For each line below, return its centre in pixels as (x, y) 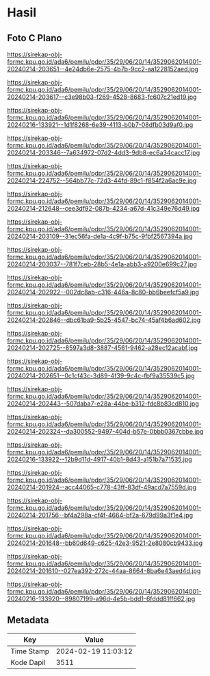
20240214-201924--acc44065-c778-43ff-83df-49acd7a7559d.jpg (102, 487)
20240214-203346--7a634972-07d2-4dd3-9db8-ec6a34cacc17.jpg (104, 153)
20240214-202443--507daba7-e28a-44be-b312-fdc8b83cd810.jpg (103, 404)
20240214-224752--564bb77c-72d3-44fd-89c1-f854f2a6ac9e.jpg (102, 180)
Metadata (28, 620)
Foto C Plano (35, 38)
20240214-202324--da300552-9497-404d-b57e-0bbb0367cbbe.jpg (105, 431)
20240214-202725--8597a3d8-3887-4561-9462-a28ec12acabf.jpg (103, 348)
